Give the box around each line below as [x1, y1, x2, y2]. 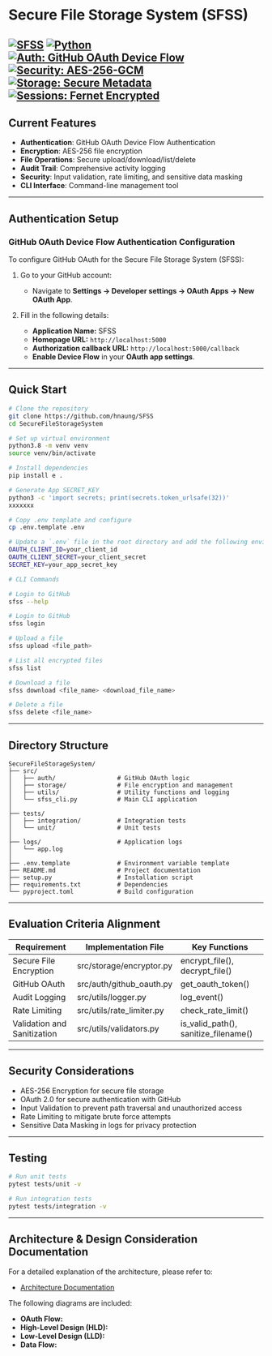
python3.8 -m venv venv [8, 442, 89, 450]
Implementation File [85, 941, 164, 952]
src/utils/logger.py [76, 991, 147, 1002]
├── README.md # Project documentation [8, 866, 201, 874]
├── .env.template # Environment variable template [8, 859, 230, 867]
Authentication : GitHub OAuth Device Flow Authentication [19, 138, 216, 148]
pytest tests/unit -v [8, 1180, 82, 1189]
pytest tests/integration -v [8, 1203, 107, 1211]
